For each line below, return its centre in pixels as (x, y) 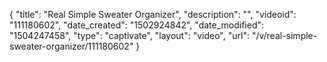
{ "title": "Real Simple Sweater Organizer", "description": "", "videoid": (153, 14)
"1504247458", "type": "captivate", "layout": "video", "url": (129, 35)
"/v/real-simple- (284, 35)
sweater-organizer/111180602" (71, 46)
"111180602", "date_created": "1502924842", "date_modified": (137, 25)
